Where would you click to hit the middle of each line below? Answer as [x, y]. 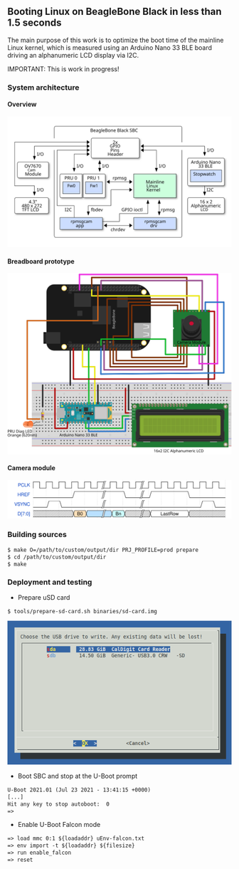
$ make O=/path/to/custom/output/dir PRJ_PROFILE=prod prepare [103, 550]
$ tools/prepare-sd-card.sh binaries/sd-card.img [83, 612]
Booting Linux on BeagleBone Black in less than [115, 12]
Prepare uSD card [44, 598]
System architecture [43, 87]
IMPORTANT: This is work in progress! [63, 69]
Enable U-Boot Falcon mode [59, 824]
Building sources [37, 534]
